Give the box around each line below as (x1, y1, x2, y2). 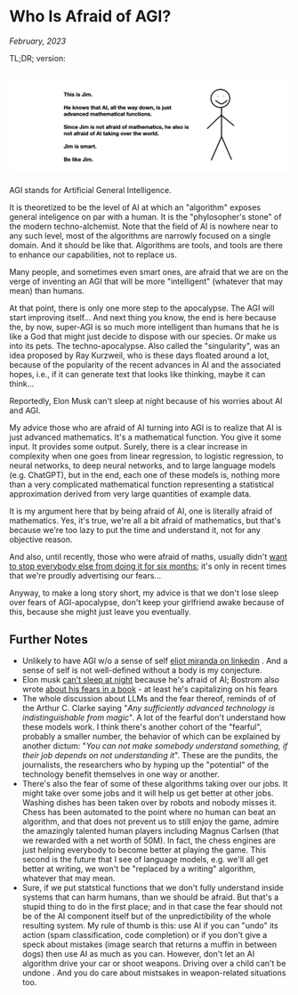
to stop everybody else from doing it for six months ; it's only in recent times (9, 561, 286, 571)
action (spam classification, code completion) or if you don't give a (21, 930, 268, 941)
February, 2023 (9, 36, 67, 46)
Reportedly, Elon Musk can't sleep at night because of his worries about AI (9, 395, 283, 406)
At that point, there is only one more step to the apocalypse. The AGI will (9, 303, 275, 313)
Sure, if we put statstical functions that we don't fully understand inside (21, 883, 285, 894)
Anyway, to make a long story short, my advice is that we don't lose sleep (9, 587, 279, 598)
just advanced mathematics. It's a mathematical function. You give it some (9, 432, 282, 442)
